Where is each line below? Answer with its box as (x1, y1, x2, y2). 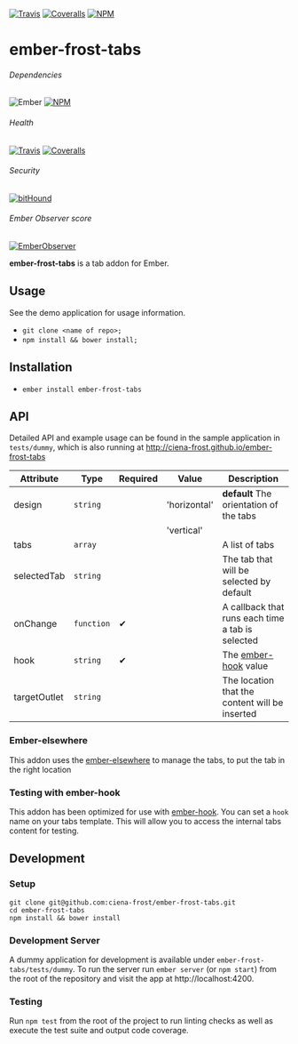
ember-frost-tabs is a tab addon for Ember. (9, 258, 170, 269)
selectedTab (13, 570, 66, 582)
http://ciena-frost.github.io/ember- (145, 442, 273, 453)
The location (222, 674, 275, 687)
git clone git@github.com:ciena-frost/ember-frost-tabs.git (9, 898, 237, 907)
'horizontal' (166, 499, 215, 511)
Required (118, 472, 158, 485)
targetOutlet (13, 691, 64, 703)
